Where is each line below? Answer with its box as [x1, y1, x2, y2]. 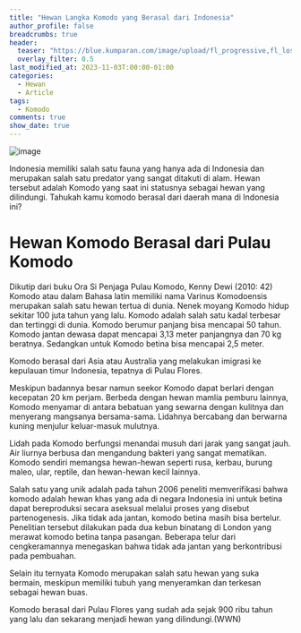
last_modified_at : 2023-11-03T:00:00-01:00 [9, 64, 175, 73]
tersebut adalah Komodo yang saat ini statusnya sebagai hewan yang [9, 183, 266, 192]
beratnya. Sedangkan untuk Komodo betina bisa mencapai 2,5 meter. [9, 338, 264, 349]
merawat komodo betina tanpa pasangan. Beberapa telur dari [9, 531, 236, 542]
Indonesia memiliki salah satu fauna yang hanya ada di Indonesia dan [9, 163, 264, 174]
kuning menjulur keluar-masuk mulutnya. [9, 420, 159, 431]
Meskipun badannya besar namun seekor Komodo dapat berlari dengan [9, 382, 275, 393]
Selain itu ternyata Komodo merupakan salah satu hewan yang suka [9, 568, 260, 578]
